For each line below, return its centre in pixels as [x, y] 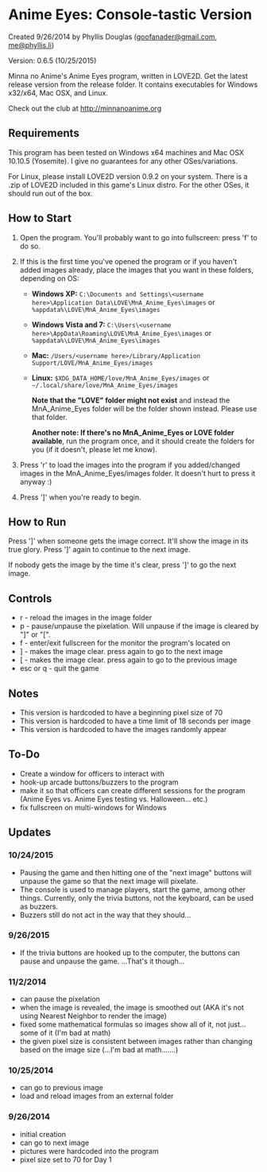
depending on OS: [49, 278]
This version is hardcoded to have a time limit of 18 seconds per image [135, 721]
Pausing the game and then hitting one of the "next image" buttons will [135, 872]
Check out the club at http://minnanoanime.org [85, 108]
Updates [30, 833]
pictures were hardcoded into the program [89, 1151]
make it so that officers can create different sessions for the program [133, 790]
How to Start [40, 218]
